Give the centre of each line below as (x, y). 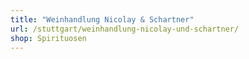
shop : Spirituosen (48, 38)
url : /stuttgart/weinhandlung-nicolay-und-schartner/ (125, 29)
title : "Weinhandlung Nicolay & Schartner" (102, 19)
